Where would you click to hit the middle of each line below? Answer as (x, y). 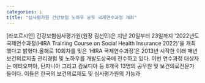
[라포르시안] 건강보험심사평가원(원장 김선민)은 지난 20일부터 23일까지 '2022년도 (103, 35)
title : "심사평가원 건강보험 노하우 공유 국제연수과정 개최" (72, 18)
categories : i (24, 12)
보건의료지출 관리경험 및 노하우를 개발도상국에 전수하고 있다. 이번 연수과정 (95, 58)
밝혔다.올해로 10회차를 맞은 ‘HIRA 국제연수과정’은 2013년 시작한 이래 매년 (110, 51)
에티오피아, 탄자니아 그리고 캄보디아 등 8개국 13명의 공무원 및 (86, 66)
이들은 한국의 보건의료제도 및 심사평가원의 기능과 (82, 73)
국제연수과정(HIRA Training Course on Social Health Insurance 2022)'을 (95, 43)
